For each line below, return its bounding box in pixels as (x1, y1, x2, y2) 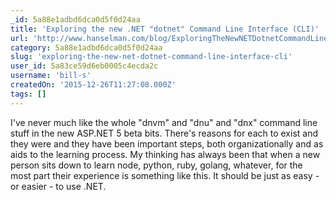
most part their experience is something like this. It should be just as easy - (10, 169, 320, 181)
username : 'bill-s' (10, 71, 92, 81)
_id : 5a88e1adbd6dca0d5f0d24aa (10, 14, 141, 25)
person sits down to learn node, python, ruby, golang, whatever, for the (10, 159, 303, 171)
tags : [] (10, 89, 47, 99)
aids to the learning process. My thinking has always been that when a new (10, 148, 321, 160)
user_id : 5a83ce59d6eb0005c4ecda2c (10, 61, 159, 71)
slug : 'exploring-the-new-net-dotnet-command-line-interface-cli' (10, 52, 293, 62)
